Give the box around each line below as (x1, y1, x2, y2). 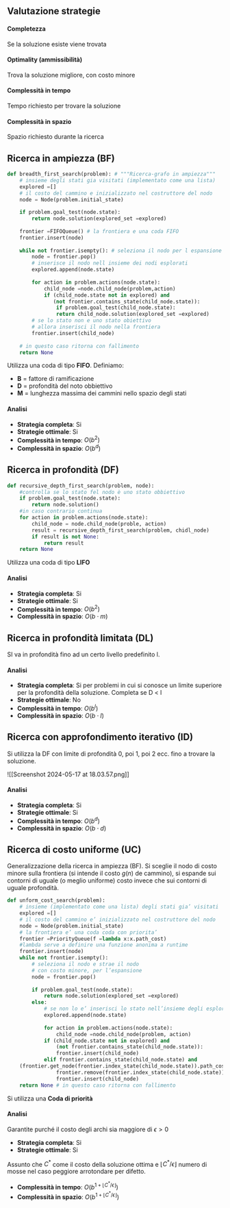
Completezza (7, 24, 46, 33)
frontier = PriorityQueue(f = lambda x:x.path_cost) (19, 935, 167, 942)
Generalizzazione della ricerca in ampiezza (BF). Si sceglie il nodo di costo (7, 862, 218, 870)
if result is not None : (31, 533, 99, 540)
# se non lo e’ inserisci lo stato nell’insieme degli (43, 1005, 204, 1013)
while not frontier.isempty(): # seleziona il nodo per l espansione (19, 247, 222, 254)
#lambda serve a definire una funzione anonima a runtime (19, 941, 188, 948)
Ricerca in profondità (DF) (7, 464, 120, 476)
